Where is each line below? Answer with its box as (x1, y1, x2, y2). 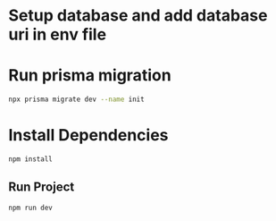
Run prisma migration (8, 65, 171, 86)
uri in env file (8, 24, 107, 45)
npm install (8, 154, 53, 164)
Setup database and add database (8, 5, 268, 26)
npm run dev (8, 203, 53, 212)
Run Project (8, 180, 75, 195)
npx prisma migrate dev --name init (8, 95, 145, 104)
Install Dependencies (8, 125, 169, 146)
